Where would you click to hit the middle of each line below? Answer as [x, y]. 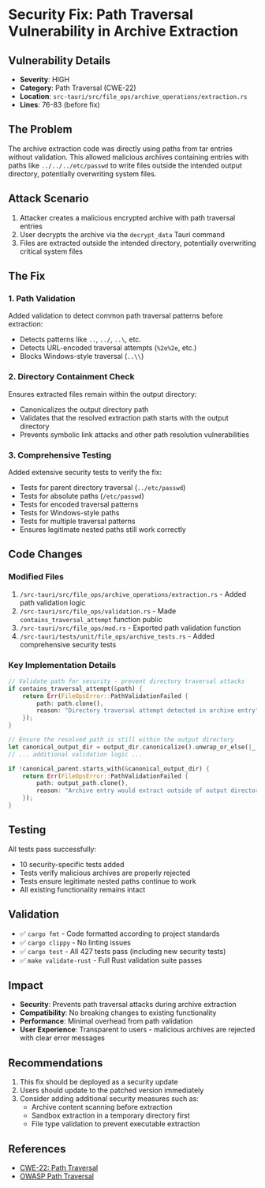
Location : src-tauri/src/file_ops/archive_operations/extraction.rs [133, 96]
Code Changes [45, 554]
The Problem [40, 129]
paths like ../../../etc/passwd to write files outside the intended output [125, 165]
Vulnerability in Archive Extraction [123, 31]
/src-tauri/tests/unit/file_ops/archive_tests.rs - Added [117, 636]
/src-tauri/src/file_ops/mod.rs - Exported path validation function [130, 628]
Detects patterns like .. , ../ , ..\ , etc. [80, 339]
